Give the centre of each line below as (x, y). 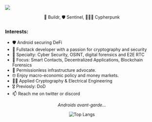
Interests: (17, 31)
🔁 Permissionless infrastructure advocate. (54, 70)
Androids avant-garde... (82, 105)
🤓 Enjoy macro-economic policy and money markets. (66, 76)
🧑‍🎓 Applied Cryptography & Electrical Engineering (62, 81)
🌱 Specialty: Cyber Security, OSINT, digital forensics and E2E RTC (78, 55)
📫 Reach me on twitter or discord (46, 94)
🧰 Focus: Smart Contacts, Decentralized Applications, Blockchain (77, 60)
